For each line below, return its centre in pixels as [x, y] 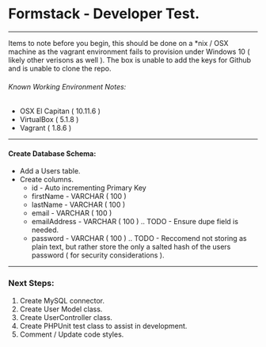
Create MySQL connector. [62, 300]
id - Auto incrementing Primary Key [89, 188]
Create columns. [46, 180]
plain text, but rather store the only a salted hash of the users [131, 247]
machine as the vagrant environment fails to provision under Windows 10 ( [129, 51]
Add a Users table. [50, 171]
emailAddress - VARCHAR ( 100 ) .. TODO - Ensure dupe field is [135, 222]
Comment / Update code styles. [72, 334]
